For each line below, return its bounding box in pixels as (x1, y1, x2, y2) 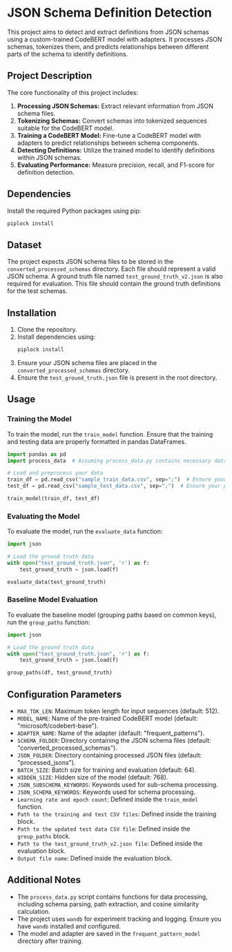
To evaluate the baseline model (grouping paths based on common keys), (7, 610, 217, 619)
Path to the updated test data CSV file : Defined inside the (17, 825, 191, 833)
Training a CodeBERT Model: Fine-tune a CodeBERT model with (17, 131, 202, 139)
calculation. (17, 907, 50, 915)
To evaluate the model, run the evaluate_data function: (7, 527, 163, 536)
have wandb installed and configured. (17, 922, 121, 930)
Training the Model (7, 414, 72, 424)
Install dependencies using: (17, 333, 96, 341)
